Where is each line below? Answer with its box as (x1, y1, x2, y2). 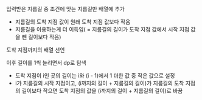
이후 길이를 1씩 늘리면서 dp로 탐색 (6, 59, 86, 66)
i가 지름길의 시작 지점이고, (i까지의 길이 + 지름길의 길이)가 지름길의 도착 (15, 79, 184, 87)
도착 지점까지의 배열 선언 (6, 46, 65, 53)
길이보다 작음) (28, 33, 61, 41)
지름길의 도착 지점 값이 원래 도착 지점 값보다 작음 (15, 18, 131, 25)
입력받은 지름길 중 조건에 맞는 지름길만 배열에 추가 (6, 5, 125, 12)
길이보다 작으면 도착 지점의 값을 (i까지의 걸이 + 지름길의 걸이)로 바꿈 (21, 87, 183, 94)
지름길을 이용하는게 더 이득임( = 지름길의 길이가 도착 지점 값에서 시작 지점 (15, 26, 190, 33)
